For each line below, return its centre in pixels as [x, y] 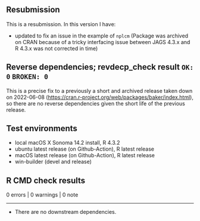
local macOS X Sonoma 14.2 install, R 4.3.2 [67, 143]
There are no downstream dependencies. [65, 212]
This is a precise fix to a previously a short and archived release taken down [99, 91]
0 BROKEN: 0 [27, 77]
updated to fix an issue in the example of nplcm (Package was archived [101, 36]
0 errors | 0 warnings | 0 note [42, 195]
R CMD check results [46, 180]
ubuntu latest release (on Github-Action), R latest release [85, 149]
